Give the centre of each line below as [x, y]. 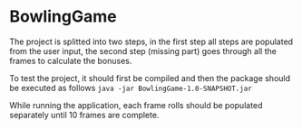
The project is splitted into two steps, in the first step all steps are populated [151, 41]
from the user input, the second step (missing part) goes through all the [143, 51]
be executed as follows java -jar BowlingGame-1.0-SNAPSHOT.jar [131, 88]
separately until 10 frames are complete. [84, 115]
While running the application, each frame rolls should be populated [136, 105]
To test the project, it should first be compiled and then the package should [150, 78]
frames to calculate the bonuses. [71, 60]
